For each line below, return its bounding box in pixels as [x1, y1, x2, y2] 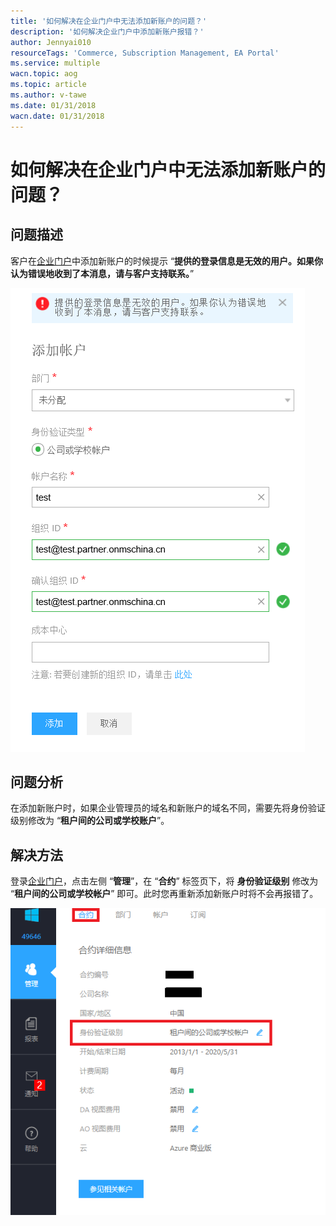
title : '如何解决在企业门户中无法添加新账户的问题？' [10, 16, 208, 26]
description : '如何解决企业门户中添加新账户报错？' [10, 26, 205, 37]
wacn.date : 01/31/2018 [10, 111, 105, 121]
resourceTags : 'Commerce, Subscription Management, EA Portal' [10, 48, 280, 58]
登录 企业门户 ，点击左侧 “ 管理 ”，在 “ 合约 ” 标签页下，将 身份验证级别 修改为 [10, 875, 319, 887]
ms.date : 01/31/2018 [10, 100, 97, 110]
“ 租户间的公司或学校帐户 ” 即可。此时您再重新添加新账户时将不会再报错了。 [10, 888, 319, 900]
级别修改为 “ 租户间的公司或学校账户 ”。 [10, 815, 170, 827]
